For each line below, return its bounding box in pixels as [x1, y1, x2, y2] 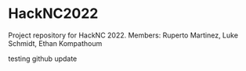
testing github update [8, 54, 78, 63]
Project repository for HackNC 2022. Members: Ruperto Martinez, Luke [8, 30, 239, 40]
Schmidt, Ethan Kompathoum [8, 38, 103, 48]
